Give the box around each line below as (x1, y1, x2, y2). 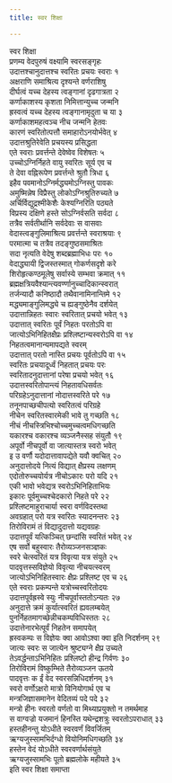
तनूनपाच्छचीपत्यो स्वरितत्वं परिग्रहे (9, 399, 101, 410)
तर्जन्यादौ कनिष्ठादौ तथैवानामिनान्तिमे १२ (9, 289, 122, 299)
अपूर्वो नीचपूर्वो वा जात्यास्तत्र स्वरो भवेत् (9, 440, 116, 450)
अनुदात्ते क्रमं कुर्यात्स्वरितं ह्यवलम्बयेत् (9, 601, 110, 612)
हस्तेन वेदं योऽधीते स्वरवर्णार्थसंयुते (9, 743, 101, 754)
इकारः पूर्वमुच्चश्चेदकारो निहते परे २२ (9, 491, 110, 502)
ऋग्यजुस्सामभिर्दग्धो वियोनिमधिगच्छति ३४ (9, 734, 124, 744)
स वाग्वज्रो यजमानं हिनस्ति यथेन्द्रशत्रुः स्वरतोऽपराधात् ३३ (9, 713, 164, 724)
